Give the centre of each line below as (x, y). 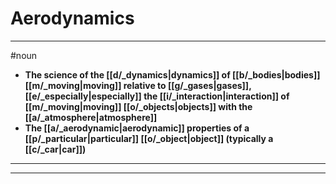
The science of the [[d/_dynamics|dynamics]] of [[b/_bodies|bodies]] (172, 74)
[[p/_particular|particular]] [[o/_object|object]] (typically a (149, 138)
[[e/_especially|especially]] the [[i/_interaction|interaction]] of (157, 96)
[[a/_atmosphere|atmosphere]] (91, 117)
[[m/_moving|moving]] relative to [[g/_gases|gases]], (138, 85)
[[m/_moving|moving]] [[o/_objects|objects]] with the (138, 106)
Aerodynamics (72, 18)
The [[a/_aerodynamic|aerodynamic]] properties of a (137, 128)
